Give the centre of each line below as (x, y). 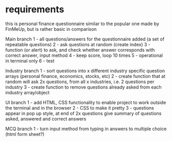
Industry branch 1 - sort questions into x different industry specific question (85, 71)
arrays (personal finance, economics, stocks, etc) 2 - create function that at (85, 76)
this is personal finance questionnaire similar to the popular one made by (82, 24)
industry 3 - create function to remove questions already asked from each (83, 87)
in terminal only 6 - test (30, 60)
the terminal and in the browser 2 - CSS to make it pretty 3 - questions (80, 108)
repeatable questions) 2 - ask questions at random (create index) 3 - (78, 44)
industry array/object (27, 92)
